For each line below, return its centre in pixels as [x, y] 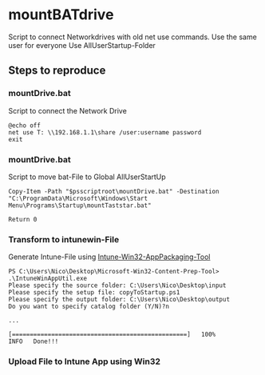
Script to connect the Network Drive [68, 110]
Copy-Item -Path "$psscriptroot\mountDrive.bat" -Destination [114, 191]
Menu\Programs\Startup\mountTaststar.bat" [80, 205]
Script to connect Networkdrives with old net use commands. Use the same [132, 37]
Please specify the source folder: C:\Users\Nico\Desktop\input [117, 285]
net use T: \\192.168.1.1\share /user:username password [105, 132]
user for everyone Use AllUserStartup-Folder [82, 45]
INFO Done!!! [34, 341]
